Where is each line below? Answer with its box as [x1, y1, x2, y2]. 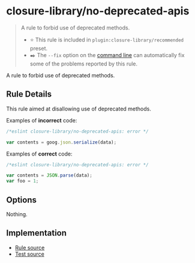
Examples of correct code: [6, 150, 73, 157]
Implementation [6, 228, 67, 238]
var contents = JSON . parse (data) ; [6, 172, 93, 178]
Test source [14, 250, 45, 258]
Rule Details [6, 89, 52, 100]
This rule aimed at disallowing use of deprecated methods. [6, 105, 151, 112]
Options [6, 195, 37, 205]
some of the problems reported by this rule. [29, 60, 138, 67]
